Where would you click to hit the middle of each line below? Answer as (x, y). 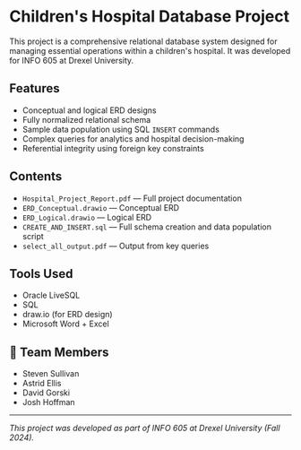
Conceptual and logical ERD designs (89, 110)
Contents (36, 177)
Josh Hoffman (48, 402)
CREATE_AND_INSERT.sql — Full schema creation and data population (146, 227)
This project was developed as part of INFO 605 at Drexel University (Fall (145, 428)
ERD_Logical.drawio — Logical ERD (87, 217)
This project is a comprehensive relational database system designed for (143, 41)
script (33, 236)
